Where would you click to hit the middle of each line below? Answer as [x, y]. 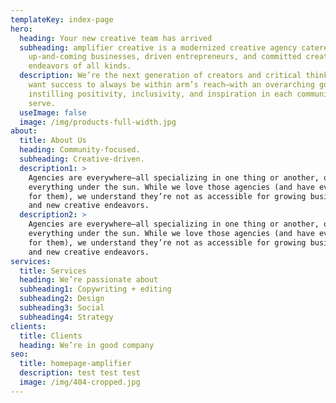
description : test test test [80, 373]
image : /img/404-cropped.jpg [80, 382]
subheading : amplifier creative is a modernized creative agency [158, 47]
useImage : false [53, 112]
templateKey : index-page [62, 19]
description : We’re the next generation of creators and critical [160, 76]
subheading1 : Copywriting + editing [95, 289]
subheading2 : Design [62, 299]
